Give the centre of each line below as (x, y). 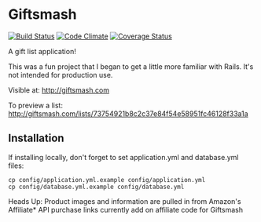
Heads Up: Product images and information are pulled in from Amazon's (125, 201)
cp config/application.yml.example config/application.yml (107, 180)
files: (16, 166)
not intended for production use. (61, 75)
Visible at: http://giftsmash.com (59, 90)
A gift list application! (42, 51)
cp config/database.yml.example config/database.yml (96, 187)
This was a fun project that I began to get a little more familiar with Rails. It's (131, 66)
